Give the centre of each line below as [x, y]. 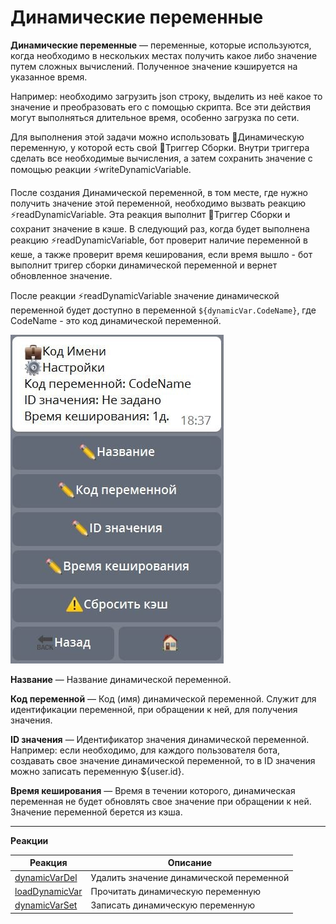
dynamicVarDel [46, 877]
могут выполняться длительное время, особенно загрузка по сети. [155, 117]
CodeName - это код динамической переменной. [116, 320]
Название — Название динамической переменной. [121, 679]
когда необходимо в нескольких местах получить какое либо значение [164, 55]
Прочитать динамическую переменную [176, 891]
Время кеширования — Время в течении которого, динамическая [153, 790]
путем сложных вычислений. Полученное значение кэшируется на [154, 66]
